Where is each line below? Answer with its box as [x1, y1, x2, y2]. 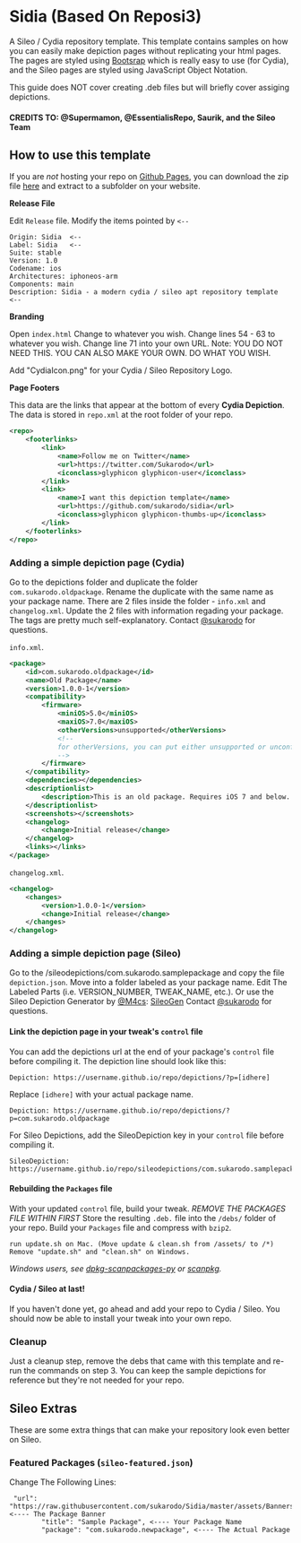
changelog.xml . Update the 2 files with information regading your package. [9, 605, 284, 616]
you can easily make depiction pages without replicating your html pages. [9, 45, 282, 56]
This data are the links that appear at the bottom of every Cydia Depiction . [9, 400, 285, 411]
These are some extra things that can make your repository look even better [9, 1425, 290, 1435]
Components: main [9, 280, 74, 289]
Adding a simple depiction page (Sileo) [9, 948, 182, 960]
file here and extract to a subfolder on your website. [9, 181, 202, 192]
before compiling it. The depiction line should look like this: [9, 1055, 227, 1066]
